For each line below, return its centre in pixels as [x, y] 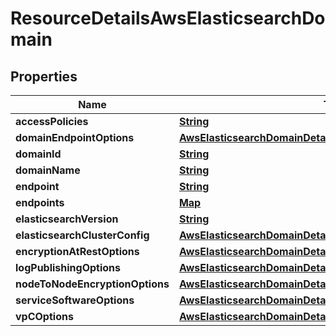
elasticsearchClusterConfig [82, 235]
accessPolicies [52, 121]
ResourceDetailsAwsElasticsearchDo [168, 18]
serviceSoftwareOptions [75, 300]
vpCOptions [44, 316]
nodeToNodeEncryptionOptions [92, 284]
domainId [38, 154]
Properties [44, 76]
